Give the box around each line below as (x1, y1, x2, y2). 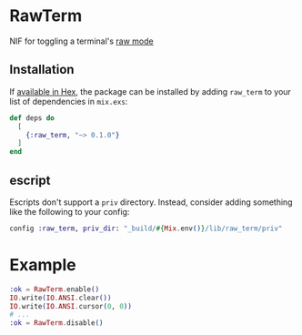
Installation (9, 62, 75, 77)
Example (9, 255, 76, 275)
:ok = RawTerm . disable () (9, 319, 104, 328)
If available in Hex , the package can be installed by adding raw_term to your (9, 86, 291, 96)
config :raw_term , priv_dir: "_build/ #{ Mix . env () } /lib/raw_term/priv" (9, 224, 283, 233)
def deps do (9, 113, 55, 123)
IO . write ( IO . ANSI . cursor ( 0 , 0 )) (9, 301, 132, 310)
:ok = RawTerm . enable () (9, 284, 100, 294)
